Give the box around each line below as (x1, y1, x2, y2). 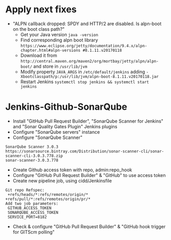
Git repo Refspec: (5, 187, 45, 193)
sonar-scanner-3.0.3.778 (5, 157, 59, 163)
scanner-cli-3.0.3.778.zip (5, 153, 63, 158)
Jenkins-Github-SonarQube (5, 101, 127, 113)
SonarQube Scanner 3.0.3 (5, 144, 59, 149)
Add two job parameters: (5, 201, 59, 206)
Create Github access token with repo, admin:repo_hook (12, 167, 132, 173)
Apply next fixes (5, 4, 77, 15)
